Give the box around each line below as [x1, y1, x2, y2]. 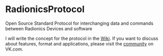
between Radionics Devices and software [5, 25, 93, 31]
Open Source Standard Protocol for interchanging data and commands [5, 20, 154, 26]
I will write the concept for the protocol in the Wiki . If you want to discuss [5, 35, 159, 41]
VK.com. [5, 46, 23, 52]
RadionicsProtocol [5, 4, 85, 15]
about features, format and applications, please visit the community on [5, 40, 154, 46]
